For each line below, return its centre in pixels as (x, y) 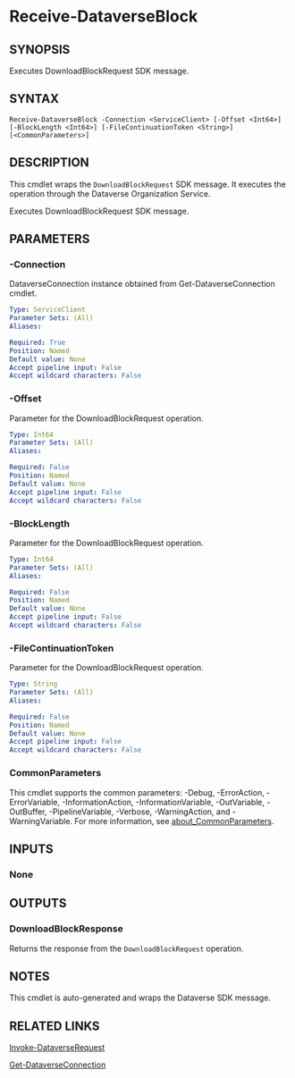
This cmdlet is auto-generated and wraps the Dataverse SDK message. (140, 998)
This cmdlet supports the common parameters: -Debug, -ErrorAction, (137, 792)
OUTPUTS (38, 903)
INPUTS (31, 849)
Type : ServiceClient (48, 310)
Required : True (38, 342)
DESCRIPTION (49, 163)
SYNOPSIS (40, 50)
